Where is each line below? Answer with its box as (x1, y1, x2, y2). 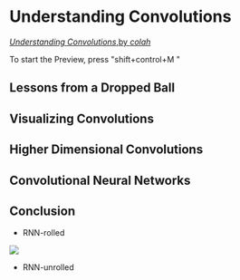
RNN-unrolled (22, 262, 74, 273)
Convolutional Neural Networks (9, 172, 191, 188)
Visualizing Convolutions (9, 111, 154, 126)
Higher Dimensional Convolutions (9, 142, 204, 158)
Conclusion (9, 203, 76, 218)
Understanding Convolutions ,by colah (9, 36, 151, 47)
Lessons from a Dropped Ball (9, 80, 175, 96)
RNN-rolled (22, 227, 65, 238)
